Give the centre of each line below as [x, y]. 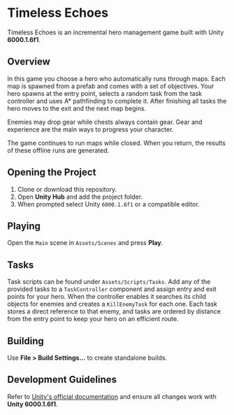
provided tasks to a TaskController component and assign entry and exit [112, 289]
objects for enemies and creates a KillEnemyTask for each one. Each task [112, 304]
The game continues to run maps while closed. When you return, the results [116, 143]
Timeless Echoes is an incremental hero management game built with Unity [116, 32]
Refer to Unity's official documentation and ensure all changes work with [112, 396]
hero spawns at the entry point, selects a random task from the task [105, 93]
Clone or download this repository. [67, 189]
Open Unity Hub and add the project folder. [80, 197]
